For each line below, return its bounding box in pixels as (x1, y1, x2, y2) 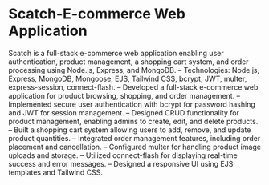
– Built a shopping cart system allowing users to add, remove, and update (8, 125, 251, 135)
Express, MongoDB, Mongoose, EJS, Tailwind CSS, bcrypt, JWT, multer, (8, 74, 247, 83)
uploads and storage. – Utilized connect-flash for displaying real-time (8, 150, 238, 160)
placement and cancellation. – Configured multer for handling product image (8, 142, 262, 151)
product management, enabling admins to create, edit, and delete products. (8, 116, 259, 126)
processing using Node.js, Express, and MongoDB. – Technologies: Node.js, (8, 65, 259, 74)
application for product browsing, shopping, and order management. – (8, 90, 241, 100)
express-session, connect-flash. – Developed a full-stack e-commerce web (8, 82, 259, 92)
